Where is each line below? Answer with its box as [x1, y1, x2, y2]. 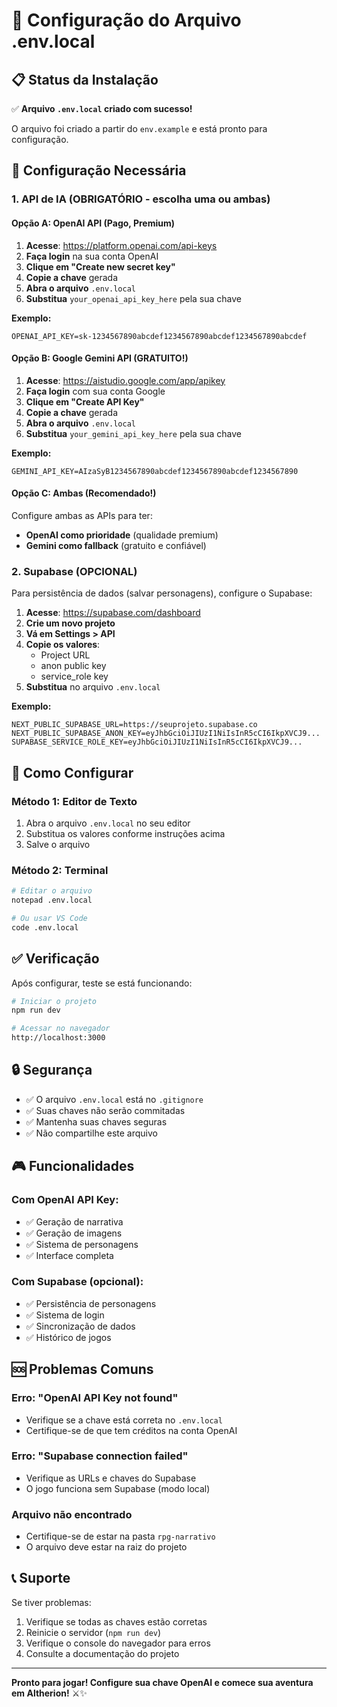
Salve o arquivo [25, 838, 91, 850]
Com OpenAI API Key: [11, 1193, 119, 1207]
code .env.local [11, 922, 79, 933]
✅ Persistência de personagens [25, 1297, 157, 1309]
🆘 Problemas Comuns [11, 1361, 154, 1378]
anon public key [40, 660, 107, 672]
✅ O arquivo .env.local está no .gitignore [25, 1093, 204, 1105]
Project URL [40, 649, 91, 661]
